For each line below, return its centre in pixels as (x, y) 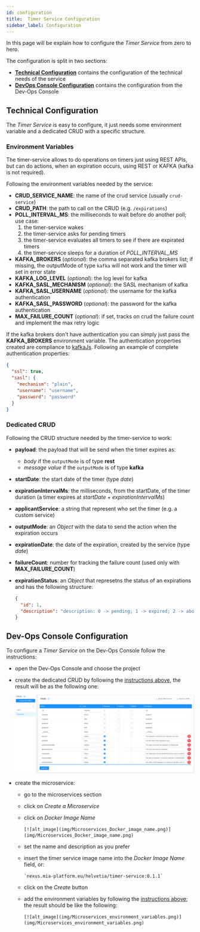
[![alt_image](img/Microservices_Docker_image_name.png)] (97, 830)
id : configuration (29, 13)
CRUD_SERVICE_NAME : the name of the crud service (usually (91, 196)
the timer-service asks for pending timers (75, 234)
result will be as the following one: (57, 687)
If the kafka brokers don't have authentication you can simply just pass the (98, 335)
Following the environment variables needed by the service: (80, 184)
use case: (27, 221)
